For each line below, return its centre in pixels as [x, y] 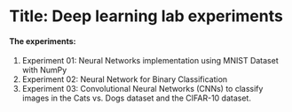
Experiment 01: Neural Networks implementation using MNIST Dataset [150, 61]
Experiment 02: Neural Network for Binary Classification [125, 79]
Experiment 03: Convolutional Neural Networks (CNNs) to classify [142, 89]
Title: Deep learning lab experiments [146, 16]
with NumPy [44, 70]
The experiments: [43, 41]
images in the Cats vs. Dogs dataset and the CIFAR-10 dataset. [136, 98]
